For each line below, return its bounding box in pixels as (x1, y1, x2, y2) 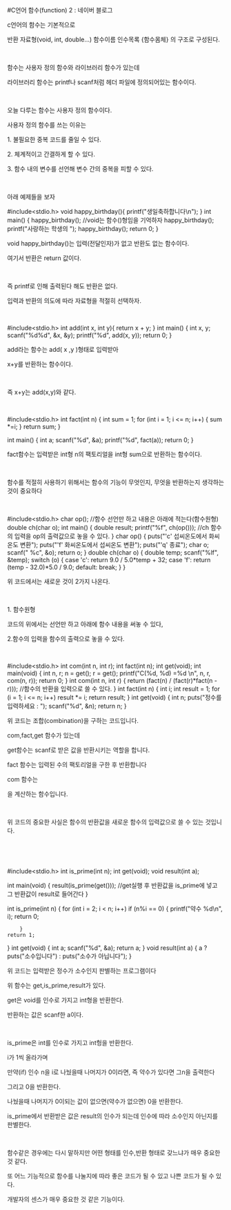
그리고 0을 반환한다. (7, 1082, 61, 1091)
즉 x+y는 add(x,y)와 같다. (7, 388, 77, 396)
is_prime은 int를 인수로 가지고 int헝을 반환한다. (7, 1039, 133, 1047)
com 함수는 (7, 775, 39, 783)
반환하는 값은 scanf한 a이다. (7, 1011, 84, 1019)
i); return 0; (7, 913, 39, 920)
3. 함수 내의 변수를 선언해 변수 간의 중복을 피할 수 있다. (7, 165, 154, 172)
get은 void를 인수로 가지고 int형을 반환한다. (7, 996, 124, 1004)
